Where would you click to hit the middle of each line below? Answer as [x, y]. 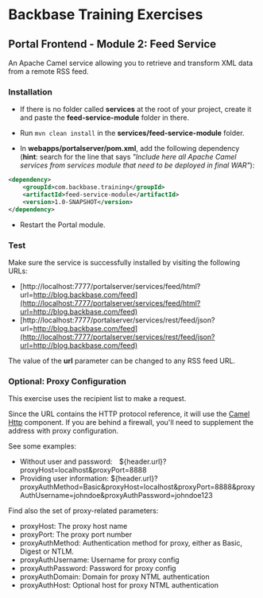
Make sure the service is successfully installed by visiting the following [124, 262]
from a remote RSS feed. [48, 71]
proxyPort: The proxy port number [76, 534]
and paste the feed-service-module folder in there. [104, 118]
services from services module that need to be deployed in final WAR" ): [137, 165]
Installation [31, 91]
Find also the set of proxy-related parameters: [83, 511]
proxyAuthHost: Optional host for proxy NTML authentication [119, 585]
